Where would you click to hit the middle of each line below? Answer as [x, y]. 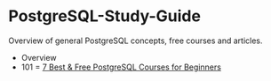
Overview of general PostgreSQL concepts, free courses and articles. [135, 40]
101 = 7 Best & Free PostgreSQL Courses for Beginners [121, 67]
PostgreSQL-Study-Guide [105, 16]
